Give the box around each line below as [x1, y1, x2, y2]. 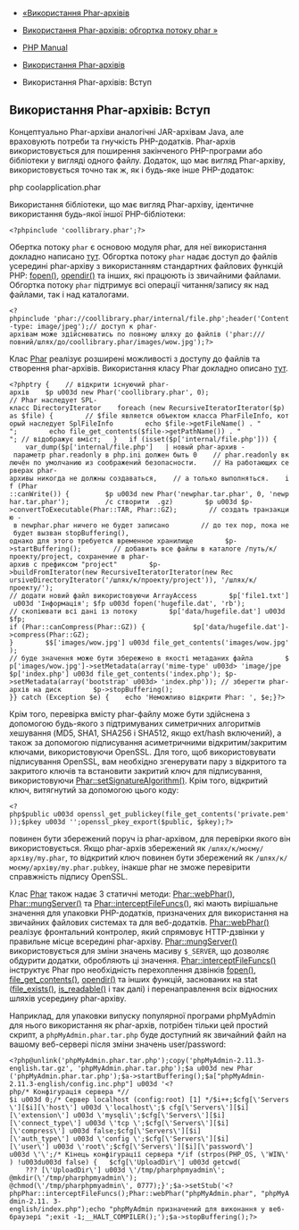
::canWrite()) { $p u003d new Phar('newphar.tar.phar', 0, [9, 489, 266, 499]
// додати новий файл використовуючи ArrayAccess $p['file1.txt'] [9, 591, 290, 600]
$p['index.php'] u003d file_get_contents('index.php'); [9, 670, 221, 678]
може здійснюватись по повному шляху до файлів [41, 330, 221, 339]
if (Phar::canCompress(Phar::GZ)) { [9, 622, 145, 631]
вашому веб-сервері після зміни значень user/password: [9, 1039, 227, 1049]
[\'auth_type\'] [9, 1134, 70, 1143]
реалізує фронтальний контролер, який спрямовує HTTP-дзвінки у [9, 926, 265, 937]
